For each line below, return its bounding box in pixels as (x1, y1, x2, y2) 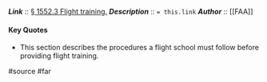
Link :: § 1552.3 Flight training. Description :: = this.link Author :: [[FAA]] (8, 7, 253, 16)
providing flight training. (19, 51, 99, 61)
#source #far (8, 67, 52, 76)
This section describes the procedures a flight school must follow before (19, 43, 260, 53)
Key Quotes (8, 25, 48, 34)
